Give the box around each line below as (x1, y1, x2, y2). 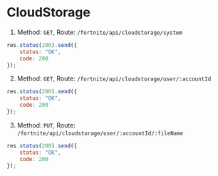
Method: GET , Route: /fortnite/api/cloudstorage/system (16, 28, 183, 36)
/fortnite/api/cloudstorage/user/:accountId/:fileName (16, 130, 184, 137)
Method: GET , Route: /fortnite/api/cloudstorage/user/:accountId (16, 74, 212, 83)
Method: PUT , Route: (16, 120, 76, 129)
